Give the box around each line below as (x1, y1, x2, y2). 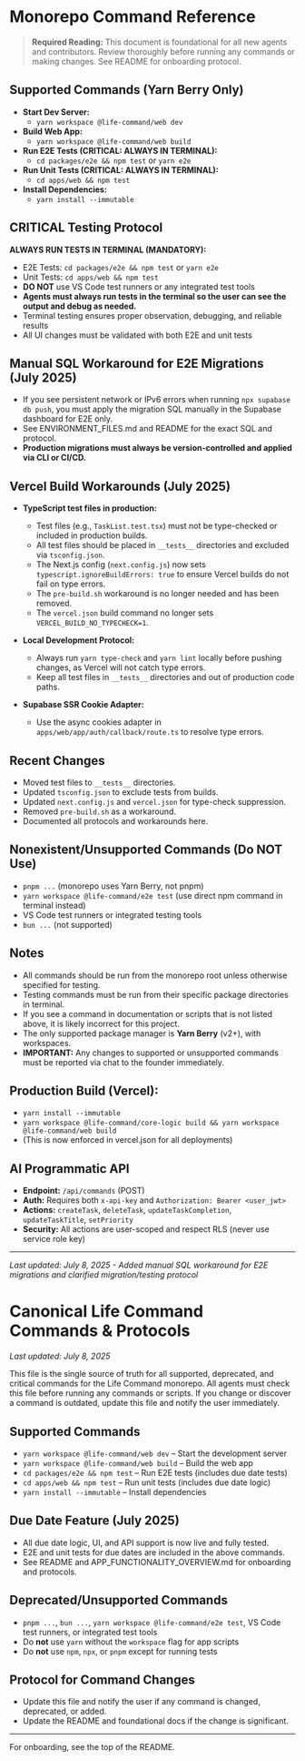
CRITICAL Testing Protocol (9, 220, 163, 236)
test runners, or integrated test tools (22, 1626, 158, 1637)
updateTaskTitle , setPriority (22, 1214, 133, 1226)
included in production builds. (35, 530, 148, 541)
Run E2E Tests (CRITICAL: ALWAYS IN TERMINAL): (22, 145, 218, 156)
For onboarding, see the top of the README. (9, 1742, 175, 1753)
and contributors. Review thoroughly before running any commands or (31, 46, 295, 56)
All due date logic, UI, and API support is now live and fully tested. (22, 1537, 270, 1548)
